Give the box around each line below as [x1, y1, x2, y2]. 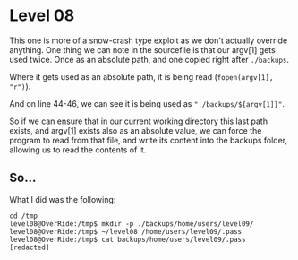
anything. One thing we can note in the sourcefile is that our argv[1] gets [9, 44, 276, 55]
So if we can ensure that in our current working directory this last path [9, 116, 268, 126]
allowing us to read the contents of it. [9, 144, 147, 155]
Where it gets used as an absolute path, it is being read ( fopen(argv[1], [9, 71, 274, 82]
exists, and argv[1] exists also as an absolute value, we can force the [9, 125, 262, 135]
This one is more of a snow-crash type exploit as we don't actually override [9, 35, 288, 46]
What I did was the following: [9, 194, 116, 204]
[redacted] [9, 243, 50, 252]
